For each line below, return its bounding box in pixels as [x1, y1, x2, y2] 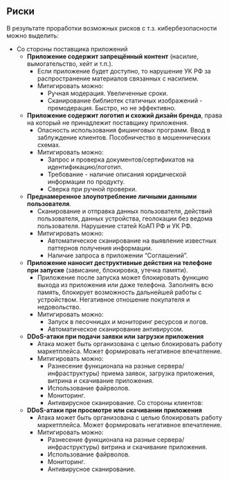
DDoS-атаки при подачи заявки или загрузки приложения [26, 332, 204, 341]
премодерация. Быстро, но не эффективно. [47, 103, 176, 112]
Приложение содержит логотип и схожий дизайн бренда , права [26, 111, 223, 119]
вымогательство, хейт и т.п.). [26, 59, 113, 68]
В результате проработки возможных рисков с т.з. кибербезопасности [6, 24, 217, 32]
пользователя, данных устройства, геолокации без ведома [37, 214, 213, 223]
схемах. [37, 140, 61, 148]
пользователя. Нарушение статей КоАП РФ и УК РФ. [37, 221, 192, 230]
